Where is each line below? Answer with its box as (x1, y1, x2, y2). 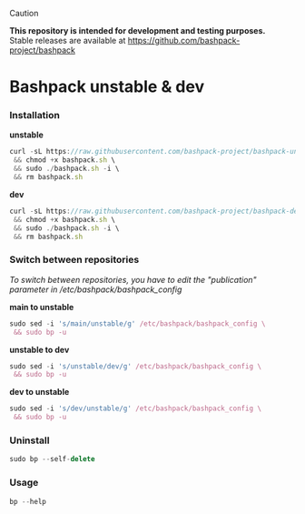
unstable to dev (9, 344, 70, 355)
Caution (9, 8, 39, 18)
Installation (9, 109, 61, 122)
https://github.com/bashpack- (127, 35, 241, 45)
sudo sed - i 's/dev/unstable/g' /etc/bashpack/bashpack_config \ (9, 404, 261, 413)
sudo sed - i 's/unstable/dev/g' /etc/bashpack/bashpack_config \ (9, 361, 261, 371)
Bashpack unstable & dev (9, 76, 205, 97)
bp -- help (9, 497, 47, 506)
